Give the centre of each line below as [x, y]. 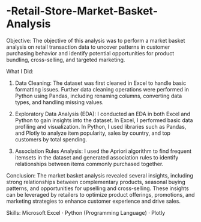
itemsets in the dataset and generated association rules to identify [97, 157]
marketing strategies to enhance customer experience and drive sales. [94, 201]
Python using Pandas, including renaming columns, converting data [98, 96]
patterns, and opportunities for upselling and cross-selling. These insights [97, 188]
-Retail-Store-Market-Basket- [82, 11]
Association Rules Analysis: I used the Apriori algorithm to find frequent [103, 151]
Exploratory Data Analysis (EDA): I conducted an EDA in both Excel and [103, 114]
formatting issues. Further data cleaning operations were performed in [102, 89]
